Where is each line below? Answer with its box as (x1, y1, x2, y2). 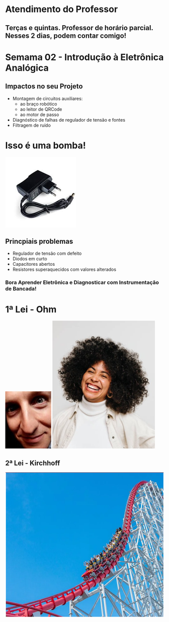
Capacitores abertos (12, 261, 55, 267)
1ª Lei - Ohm (5, 304, 57, 315)
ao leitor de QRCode (20, 106, 62, 112)
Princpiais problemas (5, 237, 73, 246)
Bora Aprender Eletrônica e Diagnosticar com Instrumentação (5, 279, 159, 286)
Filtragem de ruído (12, 122, 51, 128)
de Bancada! (5, 285, 37, 292)
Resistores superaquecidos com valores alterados (12, 266, 117, 272)
